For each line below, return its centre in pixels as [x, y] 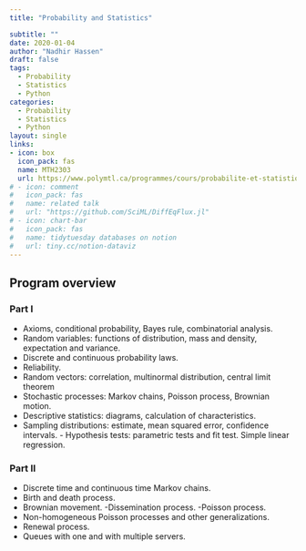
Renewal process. [56, 527]
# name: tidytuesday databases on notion [93, 238]
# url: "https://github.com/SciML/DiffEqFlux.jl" [109, 212]
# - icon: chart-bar [49, 220]
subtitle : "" [34, 34]
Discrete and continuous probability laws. [101, 358]
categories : [32, 102]
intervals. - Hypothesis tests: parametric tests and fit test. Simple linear [156, 435]
